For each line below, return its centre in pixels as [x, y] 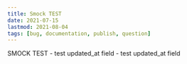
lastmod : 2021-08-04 [38, 27]
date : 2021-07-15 [33, 20]
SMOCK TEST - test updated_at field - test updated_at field [94, 53]
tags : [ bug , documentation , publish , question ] [79, 33]
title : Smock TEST [34, 14]
